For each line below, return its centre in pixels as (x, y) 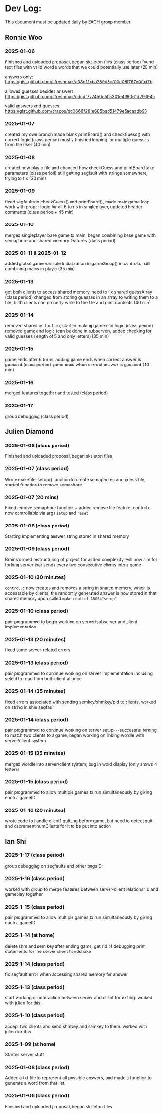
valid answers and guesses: (33, 106)
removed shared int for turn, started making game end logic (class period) (79, 325)
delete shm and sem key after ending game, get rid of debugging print (75, 946)
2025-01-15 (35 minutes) (35, 753)
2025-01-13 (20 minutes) (35, 639)
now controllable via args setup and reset (47, 513)
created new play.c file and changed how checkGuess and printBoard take (80, 168)
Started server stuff (25, 1054)
